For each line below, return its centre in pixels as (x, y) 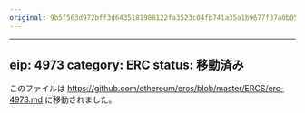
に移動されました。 (81, 99)
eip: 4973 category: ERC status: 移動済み (127, 66)
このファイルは (37, 89)
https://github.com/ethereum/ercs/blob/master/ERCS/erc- (175, 89)
